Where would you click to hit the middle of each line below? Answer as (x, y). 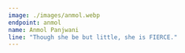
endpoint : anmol (35, 23)
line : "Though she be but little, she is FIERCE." (93, 37)
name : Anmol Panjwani (44, 30)
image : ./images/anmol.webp (54, 15)
